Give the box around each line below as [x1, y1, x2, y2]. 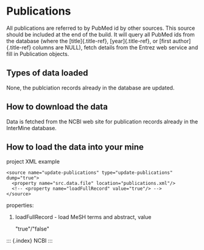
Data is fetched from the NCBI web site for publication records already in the [6, 117, 199, 125]
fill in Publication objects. [6, 50, 69, 57]
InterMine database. [6, 124, 57, 131]
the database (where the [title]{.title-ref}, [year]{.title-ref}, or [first [6, 37, 172, 44]
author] [172, 37, 191, 44]
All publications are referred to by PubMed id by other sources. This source [6, 24, 195, 32]
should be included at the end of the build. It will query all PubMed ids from [6, 30, 195, 38]
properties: [6, 202, 34, 209]
